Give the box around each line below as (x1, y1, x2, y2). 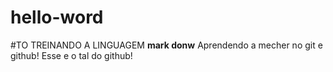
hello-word (10, 6, 104, 29)
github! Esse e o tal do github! (10, 49, 133, 61)
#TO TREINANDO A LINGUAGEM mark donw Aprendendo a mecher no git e (10, 39, 323, 51)
